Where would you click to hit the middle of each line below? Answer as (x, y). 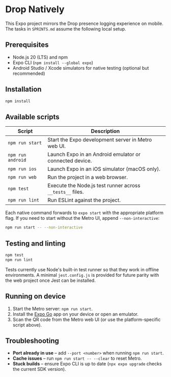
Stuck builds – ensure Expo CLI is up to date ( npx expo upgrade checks (87, 364)
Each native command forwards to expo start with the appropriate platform (84, 213)
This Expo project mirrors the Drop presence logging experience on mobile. (84, 23)
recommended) (29, 73)
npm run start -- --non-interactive (44, 227)
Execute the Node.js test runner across (94, 186)
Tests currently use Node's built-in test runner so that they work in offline (82, 269)
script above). (27, 325)
